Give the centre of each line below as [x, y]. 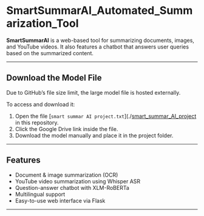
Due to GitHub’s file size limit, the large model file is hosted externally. [93, 92]
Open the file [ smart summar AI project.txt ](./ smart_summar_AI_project [106, 116]
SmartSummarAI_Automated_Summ [100, 11]
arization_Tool [42, 23]
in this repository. [37, 123]
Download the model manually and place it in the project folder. [94, 135]
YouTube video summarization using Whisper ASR [78, 181]
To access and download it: [41, 104]
